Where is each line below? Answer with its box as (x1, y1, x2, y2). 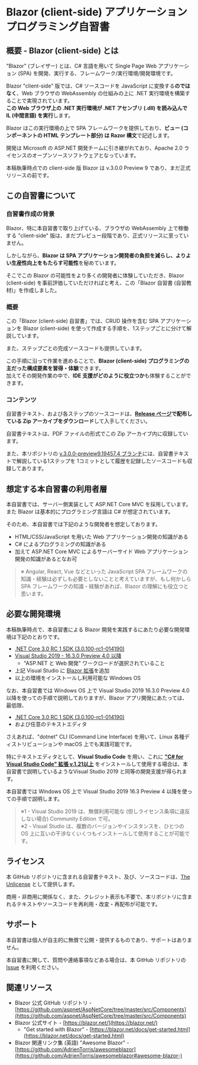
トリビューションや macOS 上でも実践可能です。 (16, 740, 135, 747)
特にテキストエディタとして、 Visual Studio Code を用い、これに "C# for (6, 753, 184, 760)
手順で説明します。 (16, 795, 63, 802)
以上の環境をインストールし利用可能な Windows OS (14, 674, 141, 681)
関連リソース (6, 982, 53, 992)
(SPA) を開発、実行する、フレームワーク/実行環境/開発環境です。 (17, 70, 176, 77)
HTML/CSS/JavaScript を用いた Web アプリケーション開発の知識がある (14, 533, 189, 540)
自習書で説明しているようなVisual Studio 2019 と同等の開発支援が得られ (6, 768, 182, 775)
